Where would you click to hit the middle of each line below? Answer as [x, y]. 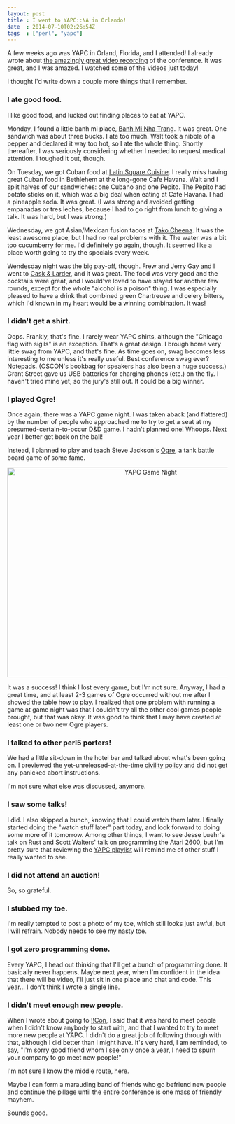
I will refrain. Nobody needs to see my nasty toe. [77, 931]
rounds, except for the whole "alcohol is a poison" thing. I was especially [112, 288]
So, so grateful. [29, 890]
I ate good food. [35, 100]
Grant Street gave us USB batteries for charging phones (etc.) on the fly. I [113, 373]
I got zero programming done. [59, 949]
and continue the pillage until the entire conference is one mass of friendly [114, 1092]
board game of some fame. [47, 458]
